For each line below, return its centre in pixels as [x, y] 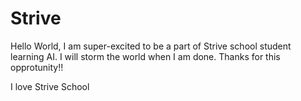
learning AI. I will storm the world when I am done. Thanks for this [145, 56]
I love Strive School [50, 86]
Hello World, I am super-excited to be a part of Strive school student [151, 46]
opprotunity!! [37, 67]
